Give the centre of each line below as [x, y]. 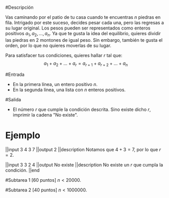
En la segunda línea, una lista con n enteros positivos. [69, 90]
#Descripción [19, 7]
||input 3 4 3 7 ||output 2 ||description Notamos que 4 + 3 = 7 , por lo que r [83, 149]
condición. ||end [22, 170]
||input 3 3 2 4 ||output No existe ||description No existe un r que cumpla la [84, 164]
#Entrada [15, 74]
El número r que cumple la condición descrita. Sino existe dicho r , [82, 109]
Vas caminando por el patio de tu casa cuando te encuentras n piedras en [83, 17]
